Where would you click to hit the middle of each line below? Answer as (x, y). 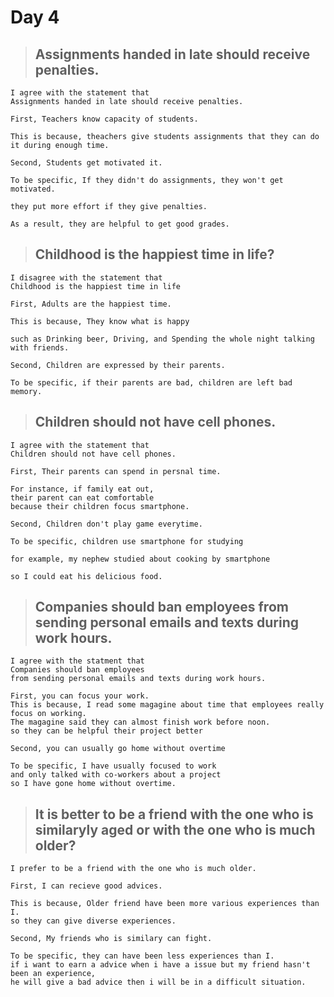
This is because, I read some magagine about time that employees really (167, 705)
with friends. (40, 347)
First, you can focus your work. (80, 696)
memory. (26, 391)
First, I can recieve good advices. (86, 886)
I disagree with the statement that (86, 277)
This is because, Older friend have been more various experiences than (165, 904)
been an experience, (53, 974)
